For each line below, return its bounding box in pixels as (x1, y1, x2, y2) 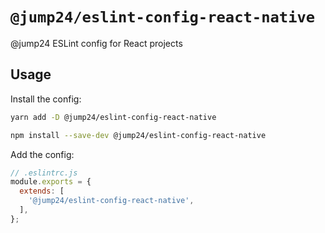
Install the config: (10, 93, 82, 105)
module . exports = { (10, 177, 92, 187)
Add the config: (10, 148, 75, 160)
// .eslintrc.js (10, 168, 78, 178)
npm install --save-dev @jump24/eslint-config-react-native (10, 130, 267, 140)
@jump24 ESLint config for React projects (10, 37, 183, 49)
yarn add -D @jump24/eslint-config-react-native (10, 112, 217, 122)
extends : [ (19, 186, 65, 197)
